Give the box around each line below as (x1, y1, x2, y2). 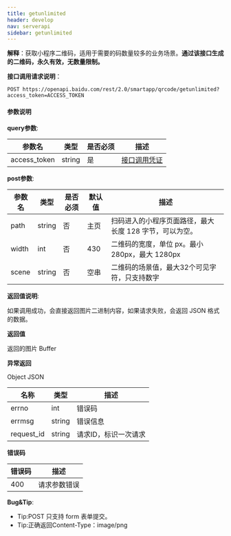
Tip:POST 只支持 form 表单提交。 (16, 513, 111, 521)
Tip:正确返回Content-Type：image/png (16, 521, 128, 529)
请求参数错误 (38, 480, 80, 490)
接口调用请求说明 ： (7, 72, 62, 81)
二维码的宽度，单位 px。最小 (111, 239, 204, 249)
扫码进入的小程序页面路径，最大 (111, 216, 214, 226)
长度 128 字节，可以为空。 (111, 227, 197, 236)
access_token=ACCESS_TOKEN (7, 92, 85, 99)
